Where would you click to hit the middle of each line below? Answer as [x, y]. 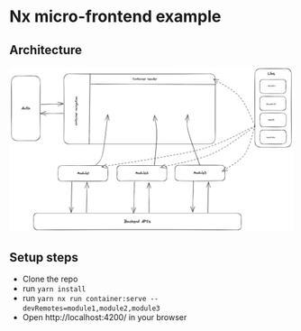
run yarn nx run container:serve [84, 299]
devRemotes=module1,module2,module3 [91, 308]
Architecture [46, 50]
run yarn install [54, 289]
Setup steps [44, 257]
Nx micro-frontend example [115, 17]
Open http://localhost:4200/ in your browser [105, 317]
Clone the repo [50, 279]
